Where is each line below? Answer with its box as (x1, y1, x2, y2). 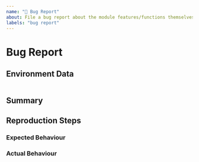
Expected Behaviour (6, 134, 66, 142)
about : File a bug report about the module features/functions (6, 14, 166, 20)
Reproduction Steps (6, 116, 81, 126)
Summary (6, 96, 43, 106)
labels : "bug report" (6, 20, 60, 26)
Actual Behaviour (6, 150, 57, 157)
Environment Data (6, 69, 74, 79)
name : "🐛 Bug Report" (6, 8, 60, 15)
